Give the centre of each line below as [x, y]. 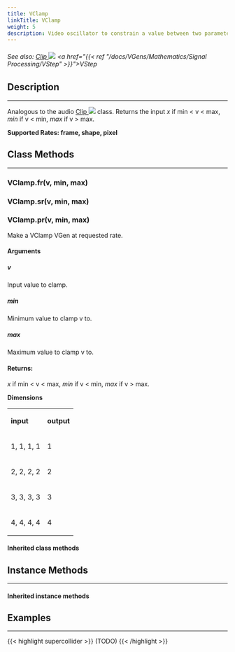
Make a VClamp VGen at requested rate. [65, 235]
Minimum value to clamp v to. [50, 318]
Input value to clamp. [37, 285]
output [58, 420]
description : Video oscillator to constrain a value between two [104, 33]
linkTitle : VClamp [34, 20]
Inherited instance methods [48, 596]
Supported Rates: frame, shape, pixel [62, 132]
